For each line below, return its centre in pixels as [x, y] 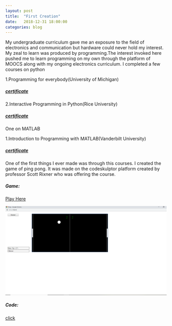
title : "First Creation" [33, 16]
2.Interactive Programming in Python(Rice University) [61, 104]
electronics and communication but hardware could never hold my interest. [84, 48]
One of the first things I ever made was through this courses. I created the [83, 164]
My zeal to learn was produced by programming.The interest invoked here [83, 53]
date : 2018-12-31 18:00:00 [36, 22]
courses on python [25, 70]
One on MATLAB [23, 129]
